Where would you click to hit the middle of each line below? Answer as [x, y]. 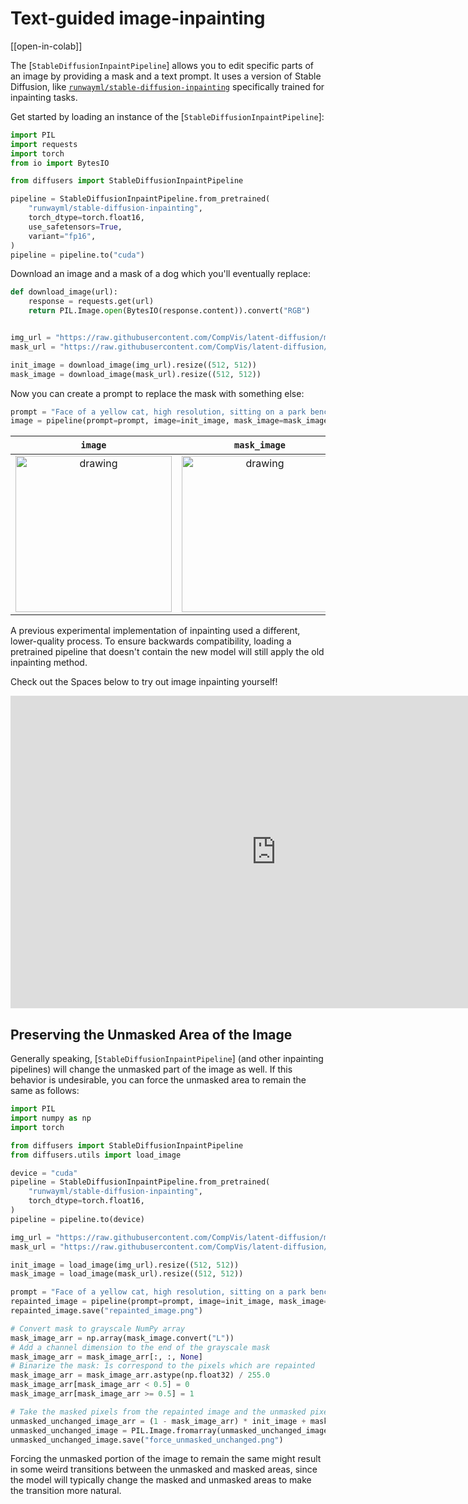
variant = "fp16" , [62, 236]
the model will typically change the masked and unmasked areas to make [161, 1480]
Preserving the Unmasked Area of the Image [151, 1034]
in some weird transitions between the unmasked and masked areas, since [164, 1469]
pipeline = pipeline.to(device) [77, 1219]
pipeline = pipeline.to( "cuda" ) [77, 255]
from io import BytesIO [60, 163]
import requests [44, 144]
